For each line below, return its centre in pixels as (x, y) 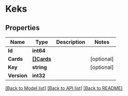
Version (18, 76)
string (40, 67)
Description (71, 42)
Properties (23, 28)
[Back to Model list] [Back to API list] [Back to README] (64, 88)
